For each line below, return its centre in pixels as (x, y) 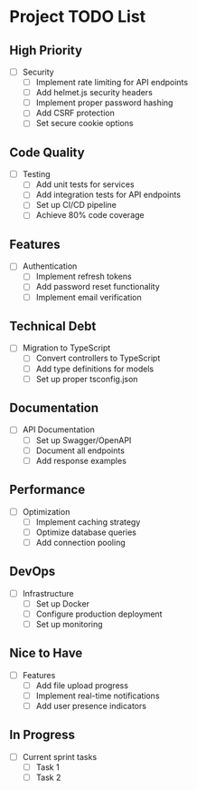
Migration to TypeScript (66, 348)
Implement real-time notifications (98, 696)
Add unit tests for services (85, 184)
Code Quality (47, 152)
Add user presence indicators (91, 706)
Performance (47, 490)
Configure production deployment (99, 614)
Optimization (46, 511)
